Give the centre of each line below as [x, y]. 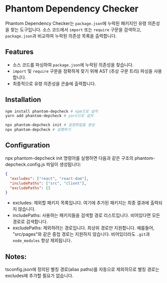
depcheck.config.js [25, 164]
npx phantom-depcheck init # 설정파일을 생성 [50, 125]
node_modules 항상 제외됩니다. [42, 241]
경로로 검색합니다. [30, 222]
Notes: [16, 257]
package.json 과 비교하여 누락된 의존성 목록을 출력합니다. [61, 36]
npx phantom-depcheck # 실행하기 [38, 130]
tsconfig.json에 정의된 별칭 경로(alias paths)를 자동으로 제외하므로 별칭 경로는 [82, 269]
